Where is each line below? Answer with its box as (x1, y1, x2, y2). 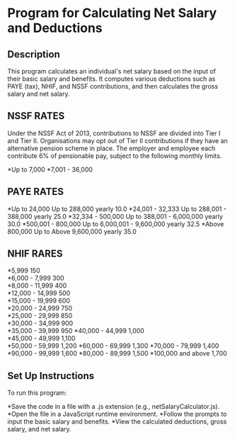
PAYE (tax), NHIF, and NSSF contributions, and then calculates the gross (7, 82, 218, 90)
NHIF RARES (7, 248, 63, 260)
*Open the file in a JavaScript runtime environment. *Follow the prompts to (7, 410, 227, 419)
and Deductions (7, 20, 103, 36)
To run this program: (7, 388, 67, 397)
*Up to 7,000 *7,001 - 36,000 (7, 165, 93, 174)
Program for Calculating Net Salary (7, 5, 217, 21)
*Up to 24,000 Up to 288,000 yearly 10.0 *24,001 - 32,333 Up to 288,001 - (7, 204, 227, 213)
